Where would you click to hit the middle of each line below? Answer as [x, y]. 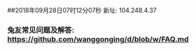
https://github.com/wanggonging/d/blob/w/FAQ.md [98, 39]
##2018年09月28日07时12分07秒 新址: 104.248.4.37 [82, 10]
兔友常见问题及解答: [41, 30]
